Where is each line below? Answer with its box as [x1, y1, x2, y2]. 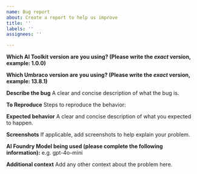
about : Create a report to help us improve [6, 14, 118, 21]
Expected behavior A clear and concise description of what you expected [6, 113, 192, 120]
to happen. [6, 119, 33, 127]
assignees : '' [6, 31, 42, 37]
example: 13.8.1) [6, 78, 48, 85]
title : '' [6, 20, 32, 26]
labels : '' [6, 25, 34, 32]
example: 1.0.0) [6, 60, 47, 67]
